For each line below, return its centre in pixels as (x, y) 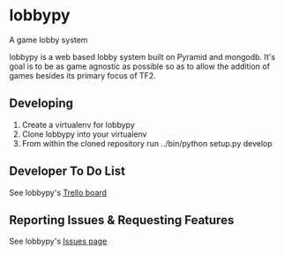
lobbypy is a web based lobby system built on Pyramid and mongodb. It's (142, 56)
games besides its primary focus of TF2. (82, 75)
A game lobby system (49, 40)
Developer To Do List (67, 172)
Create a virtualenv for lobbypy (78, 124)
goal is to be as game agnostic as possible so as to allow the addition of (140, 66)
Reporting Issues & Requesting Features (122, 220)
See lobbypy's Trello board (58, 192)
